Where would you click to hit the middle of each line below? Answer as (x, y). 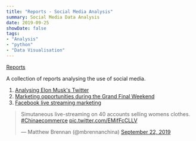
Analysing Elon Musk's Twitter (52, 90)
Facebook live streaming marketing (58, 102)
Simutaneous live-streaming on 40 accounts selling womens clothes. (105, 114)
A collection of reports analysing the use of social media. (76, 78)
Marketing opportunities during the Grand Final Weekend (85, 96)
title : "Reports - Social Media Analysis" (60, 12)
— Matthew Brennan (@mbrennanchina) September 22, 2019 (96, 132)
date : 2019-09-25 (28, 23)
